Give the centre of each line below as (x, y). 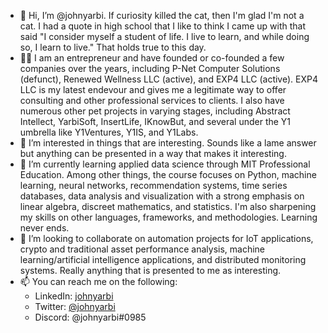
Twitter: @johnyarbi (75, 306)
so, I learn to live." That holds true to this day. (113, 47)
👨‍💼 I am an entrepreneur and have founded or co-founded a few (152, 58)
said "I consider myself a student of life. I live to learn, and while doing (164, 36)
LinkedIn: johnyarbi (74, 296)
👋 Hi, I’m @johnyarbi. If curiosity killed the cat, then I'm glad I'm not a (162, 15)
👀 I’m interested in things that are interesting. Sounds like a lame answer (168, 143)
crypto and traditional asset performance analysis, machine (142, 249)
